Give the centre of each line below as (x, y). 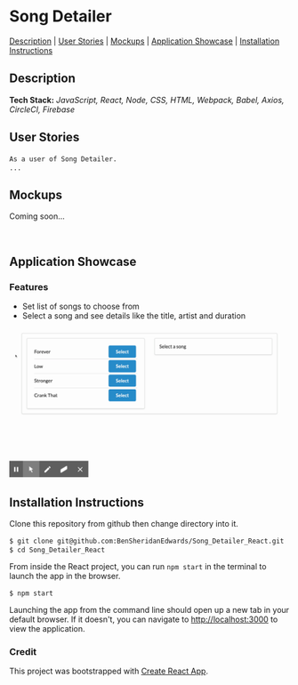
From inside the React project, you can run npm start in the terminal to (138, 567)
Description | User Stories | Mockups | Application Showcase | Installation (145, 41)
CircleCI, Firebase (42, 109)
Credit (23, 652)
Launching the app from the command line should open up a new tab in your (149, 610)
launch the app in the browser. (65, 576)
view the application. (47, 629)
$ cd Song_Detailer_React (57, 550)
